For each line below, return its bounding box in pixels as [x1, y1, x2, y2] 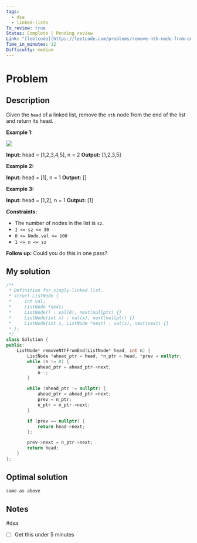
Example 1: [6, 129, 33, 136]
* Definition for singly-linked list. [8, 287, 104, 294]
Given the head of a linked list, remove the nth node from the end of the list [6, 111, 186, 118]
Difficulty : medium [6, 47, 54, 53]
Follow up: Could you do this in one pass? [6, 249, 108, 256]
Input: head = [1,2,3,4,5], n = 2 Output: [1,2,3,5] [6, 151, 121, 158]
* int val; [8, 299, 46, 304]
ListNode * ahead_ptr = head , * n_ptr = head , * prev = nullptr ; [27, 353, 182, 359]
